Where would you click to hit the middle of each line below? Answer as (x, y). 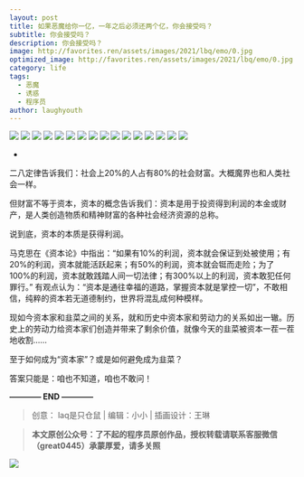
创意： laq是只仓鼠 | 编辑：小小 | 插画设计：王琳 (121, 416)
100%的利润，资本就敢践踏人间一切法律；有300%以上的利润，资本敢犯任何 (150, 276)
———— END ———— (51, 397)
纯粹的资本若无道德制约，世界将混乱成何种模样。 (116, 298)
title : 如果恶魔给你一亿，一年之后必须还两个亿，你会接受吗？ (111, 26)
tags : (19, 77)
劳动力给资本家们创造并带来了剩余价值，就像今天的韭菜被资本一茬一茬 (164, 329)
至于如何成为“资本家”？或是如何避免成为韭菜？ (96, 360)
